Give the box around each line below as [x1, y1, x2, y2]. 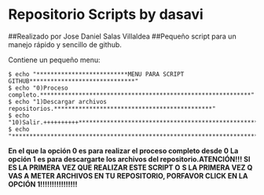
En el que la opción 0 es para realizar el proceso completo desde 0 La [8, 145, 239, 155]
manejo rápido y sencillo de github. [8, 39, 122, 49]
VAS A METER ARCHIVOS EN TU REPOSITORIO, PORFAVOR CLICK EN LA [8, 171, 248, 180]
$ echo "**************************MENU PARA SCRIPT [8, 70, 185, 78]
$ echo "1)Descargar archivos [8, 97, 108, 105]
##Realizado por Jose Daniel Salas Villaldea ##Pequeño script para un [8, 31, 237, 41]
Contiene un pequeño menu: [8, 55, 101, 64]
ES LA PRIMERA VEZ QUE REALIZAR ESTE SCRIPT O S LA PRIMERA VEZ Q [8, 163, 253, 172]
